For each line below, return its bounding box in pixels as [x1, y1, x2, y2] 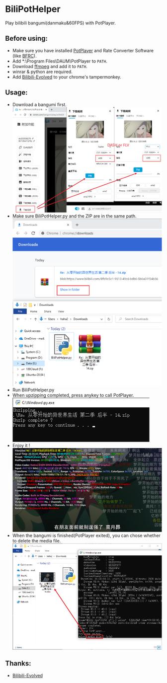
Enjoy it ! [12, 442, 30, 448]
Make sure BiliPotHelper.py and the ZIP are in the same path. [12, 213, 137, 219]
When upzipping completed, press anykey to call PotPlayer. [12, 392, 134, 398]
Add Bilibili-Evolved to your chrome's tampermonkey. [12, 74, 122, 80]
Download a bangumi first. [12, 101, 67, 107]
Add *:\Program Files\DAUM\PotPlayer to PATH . [12, 58, 108, 64]
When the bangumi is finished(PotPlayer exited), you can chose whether [12, 532, 161, 538]
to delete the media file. [12, 537, 61, 543]
